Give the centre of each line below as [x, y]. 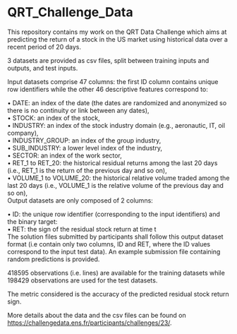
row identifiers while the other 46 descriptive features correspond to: [108, 89]
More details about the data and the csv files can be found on [97, 315]
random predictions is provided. [54, 259]
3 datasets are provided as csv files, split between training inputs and [108, 60]
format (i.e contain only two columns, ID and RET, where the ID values [109, 244]
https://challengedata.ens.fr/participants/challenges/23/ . [90, 323]
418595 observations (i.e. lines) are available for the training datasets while [116, 273]
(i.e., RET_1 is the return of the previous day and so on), [87, 170]
